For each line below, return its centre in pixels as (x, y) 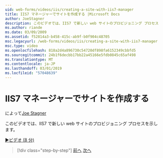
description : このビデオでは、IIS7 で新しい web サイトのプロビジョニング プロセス (82, 23)
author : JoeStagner (25, 19)
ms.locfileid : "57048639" (31, 73)
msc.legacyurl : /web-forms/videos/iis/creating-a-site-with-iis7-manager (81, 41)
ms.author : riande (24, 28)
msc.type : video (21, 46)
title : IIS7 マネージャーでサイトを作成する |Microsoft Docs (63, 14)
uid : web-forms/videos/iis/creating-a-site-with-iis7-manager (69, 10)
